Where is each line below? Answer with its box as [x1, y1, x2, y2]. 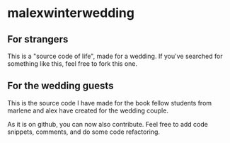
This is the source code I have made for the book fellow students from [7, 98, 212, 107]
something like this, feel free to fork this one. [7, 59, 138, 68]
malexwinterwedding [7, 5, 134, 21]
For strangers [7, 33, 69, 45]
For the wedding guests [7, 80, 114, 92]
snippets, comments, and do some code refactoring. [7, 127, 161, 136]
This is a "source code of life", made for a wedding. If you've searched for [7, 52, 223, 60]
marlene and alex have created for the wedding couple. [7, 106, 168, 115]
